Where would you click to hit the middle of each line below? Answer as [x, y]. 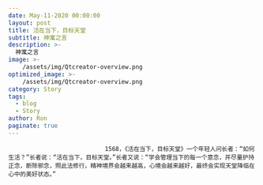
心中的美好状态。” [32, 174]
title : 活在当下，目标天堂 [47, 30]
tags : [17, 96]
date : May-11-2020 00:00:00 [54, 15]
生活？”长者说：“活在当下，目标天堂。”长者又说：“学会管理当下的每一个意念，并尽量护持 [131, 157]
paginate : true [33, 126]
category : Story [35, 89]
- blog [26, 104]
